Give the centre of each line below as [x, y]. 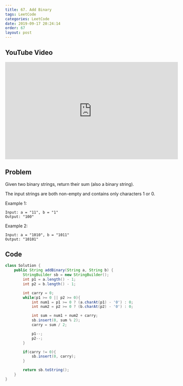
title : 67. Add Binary [28, 10]
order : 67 [15, 28]
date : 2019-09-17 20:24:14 [33, 23]
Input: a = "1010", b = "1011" [37, 235]
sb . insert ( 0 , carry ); [54, 356]
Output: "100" [20, 216]
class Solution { [23, 266]
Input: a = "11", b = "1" [32, 212]
